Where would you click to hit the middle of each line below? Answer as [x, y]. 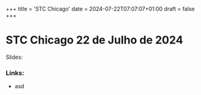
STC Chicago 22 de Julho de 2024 [94, 40]
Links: [15, 73]
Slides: [14, 57]
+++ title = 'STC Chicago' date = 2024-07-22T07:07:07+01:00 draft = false [100, 9]
